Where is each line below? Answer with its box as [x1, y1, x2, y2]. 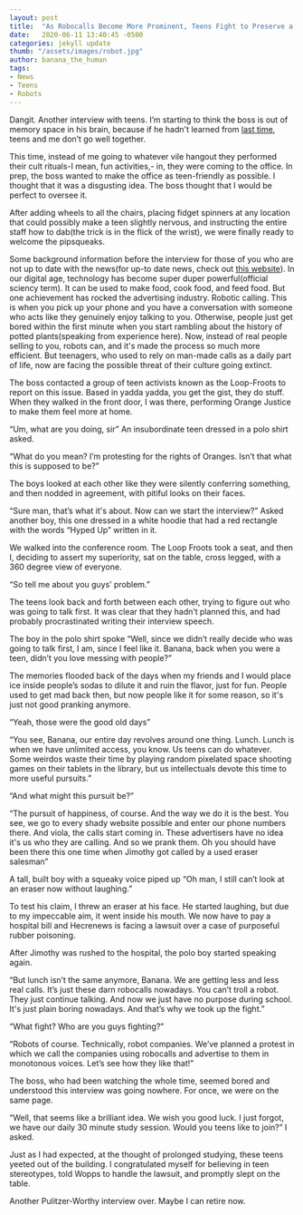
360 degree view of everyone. [9, 561, 122, 572]
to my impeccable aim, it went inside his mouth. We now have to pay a [9, 910, 271, 921]
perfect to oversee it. [9, 190, 88, 200]
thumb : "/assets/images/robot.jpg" [9, 47, 144, 56]
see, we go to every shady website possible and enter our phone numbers [9, 817, 287, 828]
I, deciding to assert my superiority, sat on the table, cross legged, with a [9, 551, 281, 562]
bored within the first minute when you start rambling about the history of [9, 321, 283, 332]
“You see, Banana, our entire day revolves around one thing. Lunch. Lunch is [9, 734, 295, 744]
